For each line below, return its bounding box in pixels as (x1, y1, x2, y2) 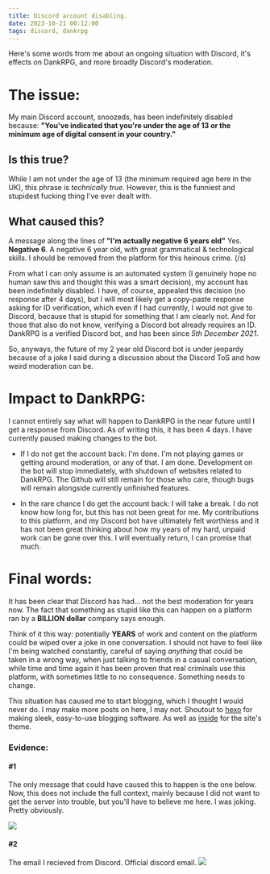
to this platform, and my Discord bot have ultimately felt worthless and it (19, 516, 260, 525)
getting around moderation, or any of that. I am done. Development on (19, 457, 253, 467)
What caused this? (8, 214, 105, 228)
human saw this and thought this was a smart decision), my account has (8, 277, 248, 287)
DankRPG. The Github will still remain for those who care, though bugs (19, 474, 255, 484)
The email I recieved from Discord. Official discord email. (8, 858, 197, 868)
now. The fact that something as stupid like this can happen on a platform (8, 605, 252, 615)
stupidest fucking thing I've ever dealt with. (8, 191, 152, 201)
